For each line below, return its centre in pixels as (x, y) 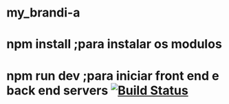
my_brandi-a (43, 13)
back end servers (57, 90)
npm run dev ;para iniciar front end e (113, 75)
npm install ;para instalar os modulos (115, 44)
